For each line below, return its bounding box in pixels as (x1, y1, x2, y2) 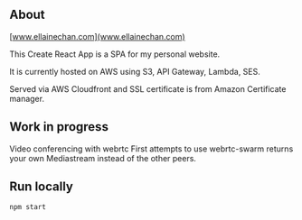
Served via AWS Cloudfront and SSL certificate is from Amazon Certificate (9, 83, 287, 94)
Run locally (9, 179, 74, 195)
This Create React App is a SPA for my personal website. (9, 49, 221, 60)
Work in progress (9, 119, 109, 134)
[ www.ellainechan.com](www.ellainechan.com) (9, 31, 185, 41)
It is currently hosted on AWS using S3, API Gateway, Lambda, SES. (9, 66, 260, 77)
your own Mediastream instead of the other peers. (9, 152, 197, 163)
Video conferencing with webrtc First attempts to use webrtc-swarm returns (9, 143, 294, 154)
